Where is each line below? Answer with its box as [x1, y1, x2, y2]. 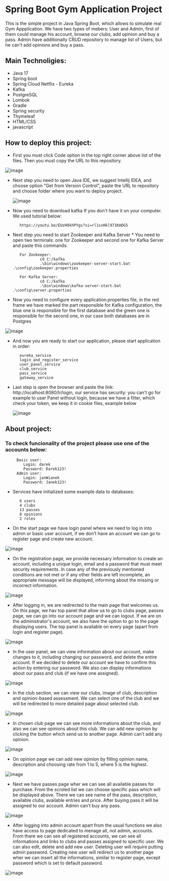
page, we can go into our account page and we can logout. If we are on [12, 613, 161, 619]
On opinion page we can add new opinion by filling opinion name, [12, 756, 149, 762]
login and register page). [12, 629, 64, 635]
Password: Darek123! [23, 466, 67, 472]
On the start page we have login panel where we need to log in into [12, 525, 152, 531]
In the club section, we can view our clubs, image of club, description [12, 690, 157, 696]
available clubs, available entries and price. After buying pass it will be [12, 797, 159, 803]
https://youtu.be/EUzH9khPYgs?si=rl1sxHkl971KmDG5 [19, 223, 128, 228]
